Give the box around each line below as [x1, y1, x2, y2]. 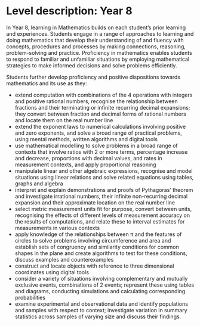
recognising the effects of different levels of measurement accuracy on [14, 212, 190, 219]
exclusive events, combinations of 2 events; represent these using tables [14, 281, 195, 288]
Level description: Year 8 [6, 4, 133, 18]
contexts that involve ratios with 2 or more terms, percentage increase [14, 148, 188, 156]
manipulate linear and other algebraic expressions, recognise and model [14, 167, 193, 174]
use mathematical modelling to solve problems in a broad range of [14, 142, 178, 149]
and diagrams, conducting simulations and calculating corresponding [14, 287, 186, 294]
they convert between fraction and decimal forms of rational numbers [14, 110, 186, 117]
